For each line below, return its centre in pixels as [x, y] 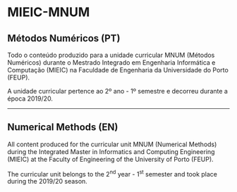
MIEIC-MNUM [49, 12]
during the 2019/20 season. [48, 181]
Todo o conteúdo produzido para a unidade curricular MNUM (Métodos [111, 55]
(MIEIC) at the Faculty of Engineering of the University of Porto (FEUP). [110, 159]
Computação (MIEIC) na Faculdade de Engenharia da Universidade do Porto [118, 70]
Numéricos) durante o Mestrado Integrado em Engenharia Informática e [111, 63]
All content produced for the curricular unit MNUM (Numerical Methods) [112, 144]
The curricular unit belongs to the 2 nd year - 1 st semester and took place [112, 173]
